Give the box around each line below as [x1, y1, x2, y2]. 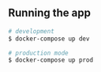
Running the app [8, 6, 91, 20]
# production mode [8, 49, 69, 57]
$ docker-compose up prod [8, 56, 93, 64]
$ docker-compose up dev [8, 35, 90, 43]
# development [8, 27, 55, 35]
